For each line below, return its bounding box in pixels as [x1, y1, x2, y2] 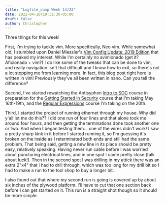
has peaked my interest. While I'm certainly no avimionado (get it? [5, 55, 139, 60]
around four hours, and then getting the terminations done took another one [5, 120, 159, 126]
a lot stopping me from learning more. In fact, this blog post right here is [5, 70, 151, 76]
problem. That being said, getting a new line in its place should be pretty [5, 141, 152, 147]
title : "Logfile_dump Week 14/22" [5, 7, 76, 12]
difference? [5, 81, 29, 87]
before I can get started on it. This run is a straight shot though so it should [5, 187, 157, 193]
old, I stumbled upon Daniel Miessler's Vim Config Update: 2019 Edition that [5, 49, 159, 55]
